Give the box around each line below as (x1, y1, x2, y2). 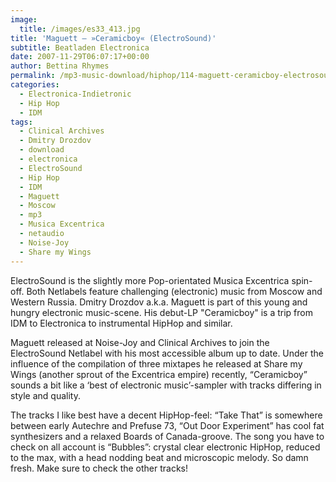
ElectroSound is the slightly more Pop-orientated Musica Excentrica (10, 274, 290, 286)
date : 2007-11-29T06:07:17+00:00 (10, 52, 150, 62)
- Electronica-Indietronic (19, 89, 132, 99)
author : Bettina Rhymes (10, 61, 110, 71)
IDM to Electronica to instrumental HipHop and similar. (10, 317, 233, 329)
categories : (10, 80, 60, 90)
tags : (10, 117, 33, 127)
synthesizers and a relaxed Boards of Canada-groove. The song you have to (10, 430, 325, 442)
